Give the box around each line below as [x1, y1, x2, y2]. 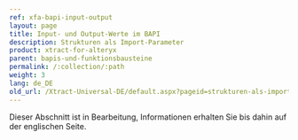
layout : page [9, 21, 58, 30]
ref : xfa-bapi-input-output [9, 12, 114, 22]
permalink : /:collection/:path [9, 63, 125, 72]
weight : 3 [9, 71, 46, 80]
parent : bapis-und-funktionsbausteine [9, 54, 153, 63]
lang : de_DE [9, 79, 53, 88]
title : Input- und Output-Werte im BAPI [9, 29, 161, 38]
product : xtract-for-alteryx [9, 46, 117, 55]
